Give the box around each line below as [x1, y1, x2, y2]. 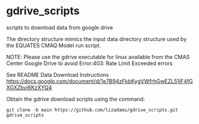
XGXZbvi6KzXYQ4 [6, 83, 52, 91]
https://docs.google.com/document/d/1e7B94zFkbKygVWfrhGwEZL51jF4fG [6, 77, 194, 85]
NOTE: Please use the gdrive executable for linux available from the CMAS [6, 53, 190, 60]
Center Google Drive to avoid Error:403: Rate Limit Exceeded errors [6, 60, 173, 67]
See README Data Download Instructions [6, 71, 109, 78]
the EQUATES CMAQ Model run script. [6, 42, 101, 49]
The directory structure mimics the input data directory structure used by [6, 35, 187, 42]
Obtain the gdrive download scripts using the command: [6, 95, 145, 103]
